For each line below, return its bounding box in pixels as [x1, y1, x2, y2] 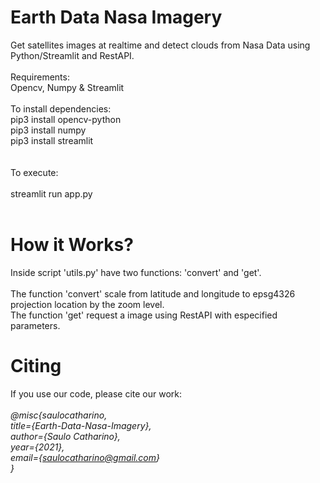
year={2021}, [10, 441, 65, 453]
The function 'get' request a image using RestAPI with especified [10, 309, 278, 321]
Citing [10, 355, 62, 378]
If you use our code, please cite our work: [10, 387, 183, 400]
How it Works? [10, 234, 134, 256]
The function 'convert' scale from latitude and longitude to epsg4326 [10, 287, 296, 300]
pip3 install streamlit [10, 134, 94, 146]
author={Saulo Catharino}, [10, 430, 121, 442]
